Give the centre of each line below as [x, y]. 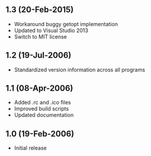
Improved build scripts [41, 109]
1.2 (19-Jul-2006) [38, 55]
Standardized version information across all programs [80, 69]
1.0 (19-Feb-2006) [40, 134]
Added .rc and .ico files [43, 103]
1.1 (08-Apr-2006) [39, 88]
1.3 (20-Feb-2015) [40, 10]
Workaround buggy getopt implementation [66, 24]
